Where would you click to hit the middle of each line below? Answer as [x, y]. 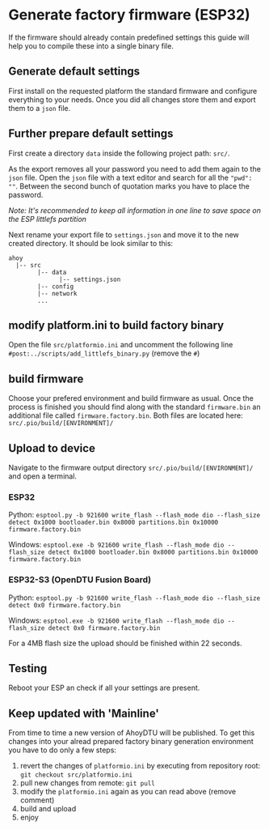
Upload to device [52, 448]
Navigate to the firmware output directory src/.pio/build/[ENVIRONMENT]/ [131, 468]
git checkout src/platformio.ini [76, 775]
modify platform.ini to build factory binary [116, 325]
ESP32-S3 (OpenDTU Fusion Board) [80, 580]
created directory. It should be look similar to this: [91, 243]
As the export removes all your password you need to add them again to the [134, 168]
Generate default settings [74, 72]
